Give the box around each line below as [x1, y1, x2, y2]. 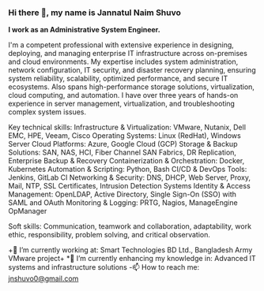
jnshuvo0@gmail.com [8, 274, 79, 283]
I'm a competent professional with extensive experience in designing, [8, 40, 235, 50]
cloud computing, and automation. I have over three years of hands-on [8, 91, 239, 100]
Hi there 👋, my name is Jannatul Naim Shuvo [8, 7, 182, 18]
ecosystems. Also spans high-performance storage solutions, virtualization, [8, 82, 255, 91]
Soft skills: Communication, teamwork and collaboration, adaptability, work [8, 222, 251, 231]
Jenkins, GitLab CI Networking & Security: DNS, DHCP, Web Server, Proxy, [8, 173, 251, 182]
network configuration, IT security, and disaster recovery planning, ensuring [8, 65, 256, 75]
